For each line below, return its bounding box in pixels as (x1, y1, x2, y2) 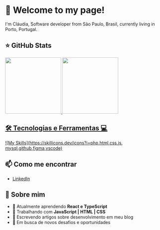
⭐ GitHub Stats (5, 41, 52, 50)
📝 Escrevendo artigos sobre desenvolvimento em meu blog (12, 214, 134, 220)
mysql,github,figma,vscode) (5, 145, 63, 151)
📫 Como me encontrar (5, 160, 77, 169)
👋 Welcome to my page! (5, 4, 105, 16)
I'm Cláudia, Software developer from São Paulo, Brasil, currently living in (5, 21, 155, 27)
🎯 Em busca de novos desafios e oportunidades (12, 220, 111, 226)
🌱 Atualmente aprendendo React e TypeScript (12, 204, 108, 210)
